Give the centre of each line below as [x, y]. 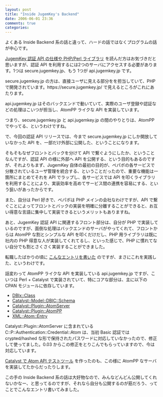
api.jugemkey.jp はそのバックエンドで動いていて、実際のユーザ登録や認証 [79, 104]
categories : [17, 28]
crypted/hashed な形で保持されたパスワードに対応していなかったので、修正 [81, 339]
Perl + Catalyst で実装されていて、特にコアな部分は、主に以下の [83, 280]
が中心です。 [18, 48]
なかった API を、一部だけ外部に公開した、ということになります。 [75, 143]
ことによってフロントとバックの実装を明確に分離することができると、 [79, 206]
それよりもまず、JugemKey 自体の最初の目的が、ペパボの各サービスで [84, 165]
